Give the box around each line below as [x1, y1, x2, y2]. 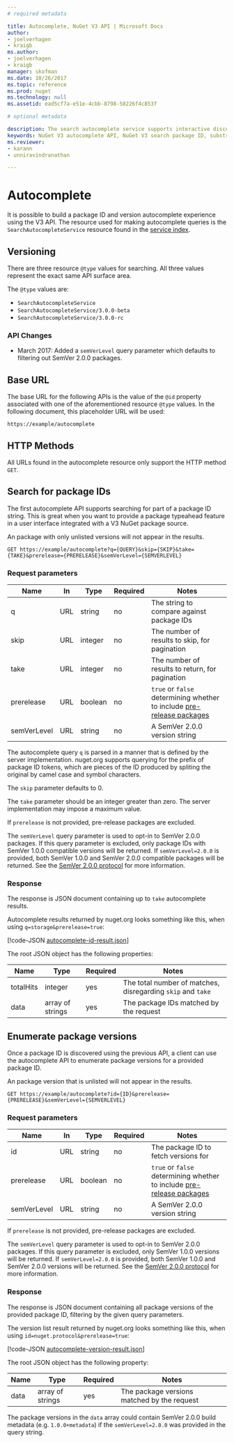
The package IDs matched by [123, 998, 219, 1008]
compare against [150, 607, 207, 616]
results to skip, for [150, 635, 210, 645]
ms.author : [7, 49, 39, 56]
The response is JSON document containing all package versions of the [7, 1303, 214, 1311]
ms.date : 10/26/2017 [7, 75, 68, 81]
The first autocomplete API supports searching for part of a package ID [7, 504, 212, 513]
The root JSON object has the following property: [7, 1358, 149, 1366]
